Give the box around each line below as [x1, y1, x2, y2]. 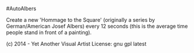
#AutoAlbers [6, 5, 36, 12]
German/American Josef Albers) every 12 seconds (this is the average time [6, 23, 188, 29]
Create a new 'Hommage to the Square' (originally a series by [6, 16, 155, 23]
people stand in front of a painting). [6, 29, 92, 36]
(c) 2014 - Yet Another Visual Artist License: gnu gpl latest [6, 41, 147, 47]
